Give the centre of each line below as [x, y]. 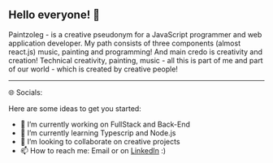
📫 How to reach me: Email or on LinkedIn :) [93, 150]
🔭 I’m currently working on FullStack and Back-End [105, 124]
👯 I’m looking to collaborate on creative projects [100, 141]
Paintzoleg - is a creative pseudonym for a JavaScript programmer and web [135, 34]
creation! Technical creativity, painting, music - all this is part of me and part [136, 60]
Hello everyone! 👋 [54, 15]
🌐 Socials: [26, 92]
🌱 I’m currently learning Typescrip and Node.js [98, 133]
